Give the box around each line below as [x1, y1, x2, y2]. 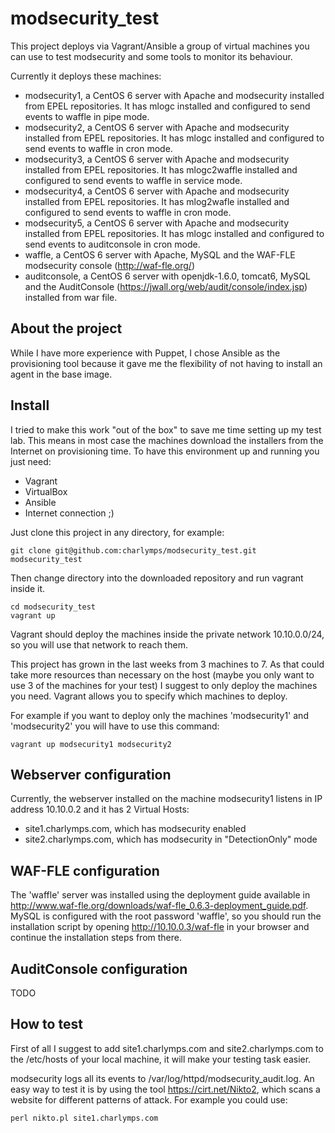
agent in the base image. [10, 368, 113, 380]
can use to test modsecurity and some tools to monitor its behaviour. [10, 50, 293, 62]
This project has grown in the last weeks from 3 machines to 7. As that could [10, 658, 325, 670]
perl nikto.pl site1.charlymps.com [10, 1113, 159, 1123]
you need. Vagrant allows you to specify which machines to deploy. [10, 690, 288, 702]
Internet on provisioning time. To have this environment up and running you [10, 445, 320, 457]
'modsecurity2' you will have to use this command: [10, 720, 220, 732]
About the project [10, 320, 123, 337]
